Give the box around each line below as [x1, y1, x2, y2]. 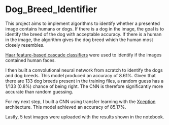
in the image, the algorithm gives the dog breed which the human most [5, 37, 153, 43]
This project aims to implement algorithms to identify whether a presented [5, 20, 160, 26]
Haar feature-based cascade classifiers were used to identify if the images [5, 52, 162, 58]
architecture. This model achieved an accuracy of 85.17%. [5, 104, 126, 110]
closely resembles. [5, 42, 45, 48]
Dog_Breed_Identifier [5, 4, 97, 15]
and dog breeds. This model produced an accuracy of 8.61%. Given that [5, 72, 156, 78]
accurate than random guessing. [5, 88, 74, 95]
